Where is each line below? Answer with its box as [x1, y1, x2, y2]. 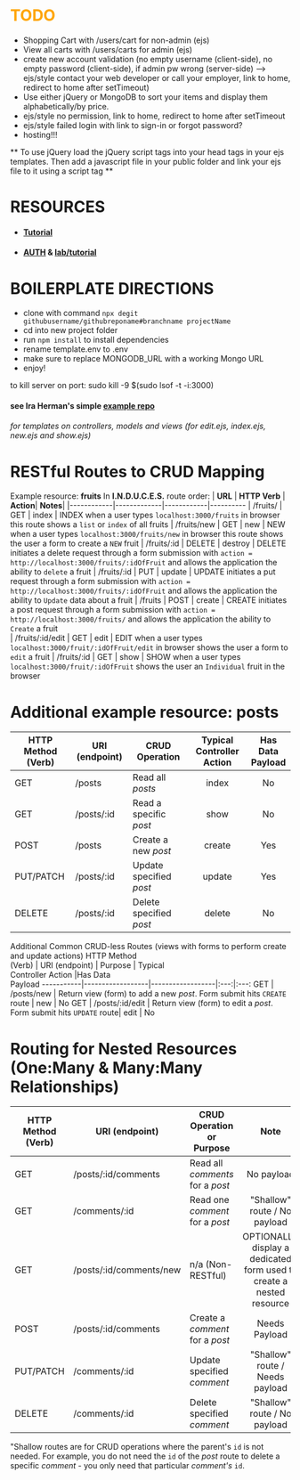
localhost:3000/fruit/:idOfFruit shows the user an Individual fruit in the [10, 661, 286, 672]
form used [244, 1264, 288, 1276]
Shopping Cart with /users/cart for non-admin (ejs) [22, 35, 210, 45]
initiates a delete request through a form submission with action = [10, 548, 253, 558]
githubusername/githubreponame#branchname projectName [22, 317, 231, 326]
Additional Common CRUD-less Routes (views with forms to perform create [10, 941, 288, 952]
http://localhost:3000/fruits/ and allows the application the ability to [10, 614, 272, 624]
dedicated [249, 1253, 292, 1265]
